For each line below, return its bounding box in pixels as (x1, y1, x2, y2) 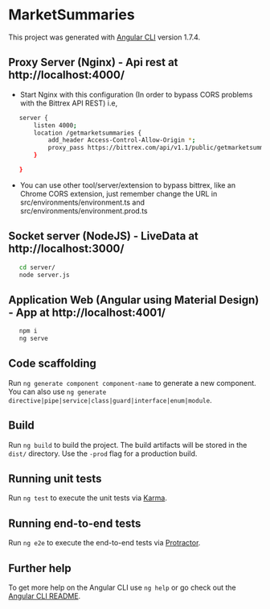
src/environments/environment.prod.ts (19, 205, 148, 215)
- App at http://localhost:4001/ (8, 305, 166, 319)
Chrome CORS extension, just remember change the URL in (19, 188, 218, 198)
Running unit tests (8, 472, 102, 486)
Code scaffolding (8, 357, 96, 371)
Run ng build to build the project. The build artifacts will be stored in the (8, 440, 247, 449)
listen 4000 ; (33, 121, 78, 130)
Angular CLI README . (8, 591, 81, 601)
